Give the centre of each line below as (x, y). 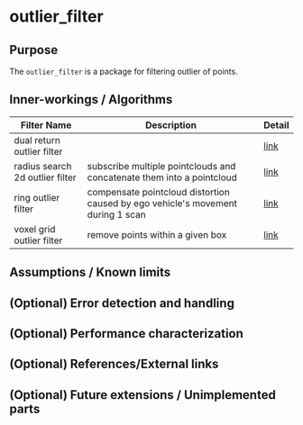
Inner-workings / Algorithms (91, 99)
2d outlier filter (45, 177)
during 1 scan (116, 214)
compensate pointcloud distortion (158, 192)
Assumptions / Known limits (90, 272)
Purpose (34, 50)
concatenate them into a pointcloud (162, 177)
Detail (276, 125)
